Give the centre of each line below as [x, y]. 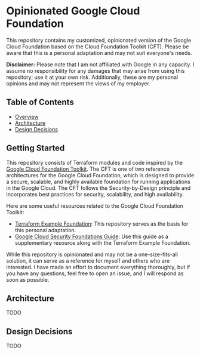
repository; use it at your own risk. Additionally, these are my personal [92, 77]
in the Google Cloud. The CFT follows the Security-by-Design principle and [99, 188]
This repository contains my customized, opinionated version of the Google [99, 40]
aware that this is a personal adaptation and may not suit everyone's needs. [99, 53]
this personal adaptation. [45, 230]
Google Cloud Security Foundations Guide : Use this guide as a [92, 236]
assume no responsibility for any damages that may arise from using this [96, 70]
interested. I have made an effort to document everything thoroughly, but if [98, 267]
